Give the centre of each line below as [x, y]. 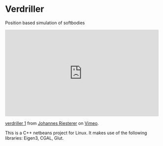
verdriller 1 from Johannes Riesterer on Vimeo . [52, 123]
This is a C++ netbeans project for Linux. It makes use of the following [76, 133]
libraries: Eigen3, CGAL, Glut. [34, 138]
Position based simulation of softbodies [45, 23]
